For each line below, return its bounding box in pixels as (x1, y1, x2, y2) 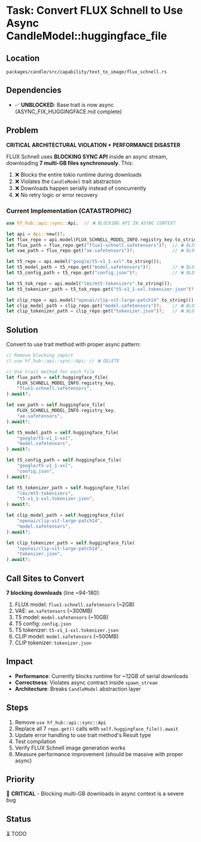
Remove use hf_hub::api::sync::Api (14, 718, 106, 725)
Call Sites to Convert (6, 573, 85, 583)
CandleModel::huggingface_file (6, 29, 167, 43)
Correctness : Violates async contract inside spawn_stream (14, 679, 158, 686)
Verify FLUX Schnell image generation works (14, 744, 126, 751)
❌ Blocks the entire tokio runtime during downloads (14, 171, 142, 178)
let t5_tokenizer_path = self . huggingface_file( (6, 485, 130, 491)
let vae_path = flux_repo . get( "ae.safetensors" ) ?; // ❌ (6, 247, 184, 254)
